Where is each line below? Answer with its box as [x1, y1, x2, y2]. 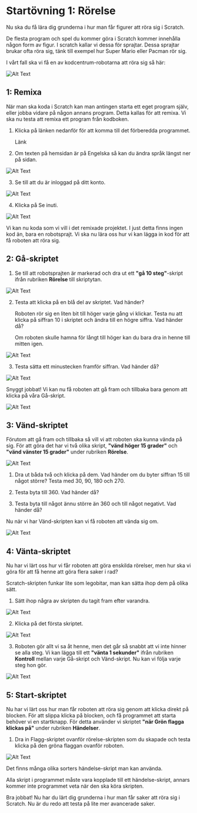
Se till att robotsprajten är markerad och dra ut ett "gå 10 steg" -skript [14, 269, 183, 276]
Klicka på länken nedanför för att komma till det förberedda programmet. [14, 126, 191, 134]
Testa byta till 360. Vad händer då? [14, 489, 99, 496]
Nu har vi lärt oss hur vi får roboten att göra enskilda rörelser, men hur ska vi [6, 562, 191, 569]
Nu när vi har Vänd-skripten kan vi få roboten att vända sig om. [6, 518, 159, 525]
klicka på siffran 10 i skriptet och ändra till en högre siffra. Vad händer [14, 316, 183, 323]
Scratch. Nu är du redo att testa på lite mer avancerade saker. [6, 800, 156, 807]
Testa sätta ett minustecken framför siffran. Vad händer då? [14, 363, 159, 370]
